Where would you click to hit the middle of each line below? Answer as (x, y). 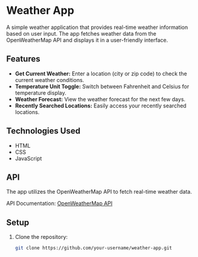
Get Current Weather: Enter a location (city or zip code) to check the (101, 74)
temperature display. (40, 93)
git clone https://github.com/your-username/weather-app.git (94, 248)
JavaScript (28, 158)
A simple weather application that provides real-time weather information (97, 27)
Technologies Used (43, 131)
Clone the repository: (41, 237)
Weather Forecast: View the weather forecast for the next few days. (100, 99)
